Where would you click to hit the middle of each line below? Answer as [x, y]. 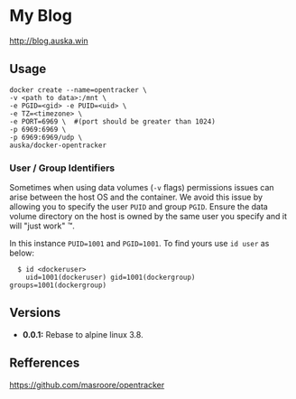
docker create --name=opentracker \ [78, 90]
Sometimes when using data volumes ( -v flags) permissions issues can [142, 188]
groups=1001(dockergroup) [58, 285]
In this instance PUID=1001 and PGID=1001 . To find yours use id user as [139, 244]
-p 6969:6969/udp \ [46, 137]
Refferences [45, 363]
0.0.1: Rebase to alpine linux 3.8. [83, 334]
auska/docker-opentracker [58, 145]
